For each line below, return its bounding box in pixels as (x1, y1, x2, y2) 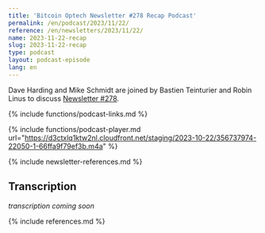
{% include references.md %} (8, 216, 106, 226)
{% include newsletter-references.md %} (8, 157, 143, 166)
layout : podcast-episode (8, 56, 90, 64)
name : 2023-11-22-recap (8, 33, 87, 42)
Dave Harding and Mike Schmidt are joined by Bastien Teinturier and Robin (8, 85, 252, 95)
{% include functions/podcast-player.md (8, 124, 141, 134)
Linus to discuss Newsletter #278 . (8, 93, 120, 103)
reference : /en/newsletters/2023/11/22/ (8, 26, 144, 34)
